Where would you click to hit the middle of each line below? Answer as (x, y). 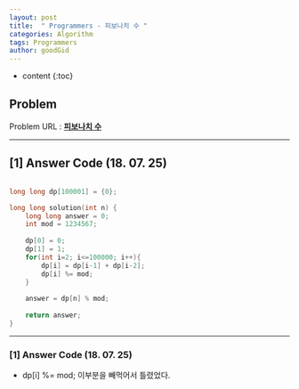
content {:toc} (48, 76)
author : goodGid (39, 51)
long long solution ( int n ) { (63, 207)
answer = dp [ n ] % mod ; (67, 299)
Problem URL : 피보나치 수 (56, 126)
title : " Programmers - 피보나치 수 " (79, 26)
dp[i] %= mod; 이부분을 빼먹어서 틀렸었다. (96, 376)
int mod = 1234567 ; (61, 224)
